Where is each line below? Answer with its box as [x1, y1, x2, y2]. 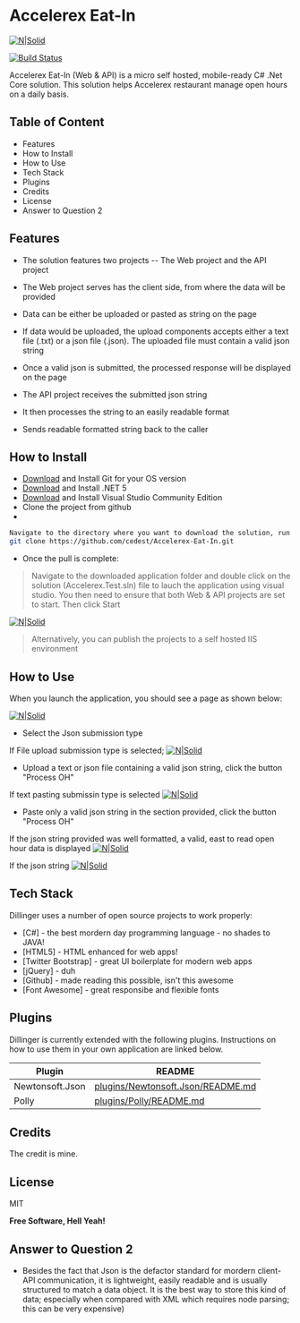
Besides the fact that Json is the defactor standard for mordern [21, 1266, 256, 1276]
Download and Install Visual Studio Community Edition [21, 492, 223, 503]
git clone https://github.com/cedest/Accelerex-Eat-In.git [9, 537, 235, 546]
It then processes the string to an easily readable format [21, 406, 230, 417]
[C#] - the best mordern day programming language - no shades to [21, 927, 270, 938]
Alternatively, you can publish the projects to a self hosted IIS [30, 634, 258, 644]
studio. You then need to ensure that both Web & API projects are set [30, 590, 286, 601]
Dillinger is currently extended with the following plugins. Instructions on [9, 1034, 276, 1045]
